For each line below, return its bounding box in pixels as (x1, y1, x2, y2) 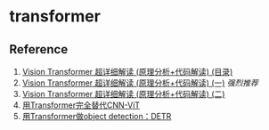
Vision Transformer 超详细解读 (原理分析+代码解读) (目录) (21, 67, 233, 77)
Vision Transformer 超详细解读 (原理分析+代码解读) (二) (21, 89, 225, 99)
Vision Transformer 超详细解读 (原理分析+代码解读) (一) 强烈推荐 (21, 77, 259, 88)
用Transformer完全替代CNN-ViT (21, 100, 141, 110)
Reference (9, 42, 69, 57)
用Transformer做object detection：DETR (21, 111, 172, 121)
